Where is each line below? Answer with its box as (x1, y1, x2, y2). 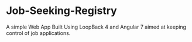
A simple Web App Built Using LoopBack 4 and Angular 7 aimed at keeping (6, 23, 186, 30)
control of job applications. (6, 29, 71, 36)
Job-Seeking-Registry (6, 4, 117, 17)
